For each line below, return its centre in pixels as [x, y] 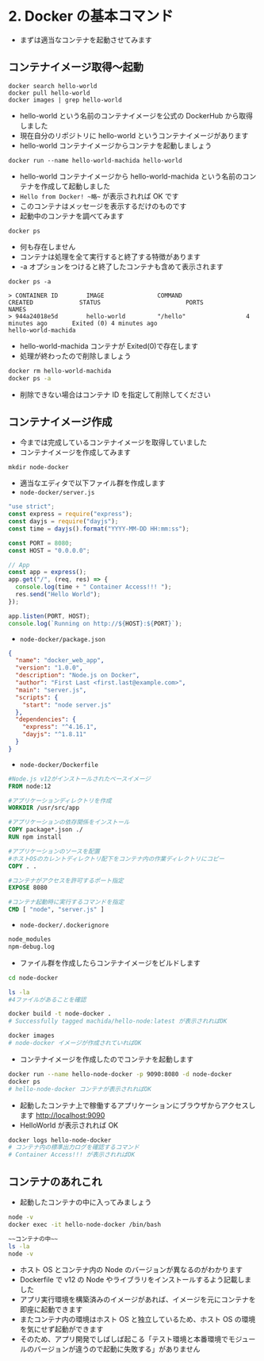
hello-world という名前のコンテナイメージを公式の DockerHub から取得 [136, 115]
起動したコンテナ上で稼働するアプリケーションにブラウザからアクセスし [138, 1105]
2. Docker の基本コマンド [91, 16]
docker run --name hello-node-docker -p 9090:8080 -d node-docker [120, 1074]
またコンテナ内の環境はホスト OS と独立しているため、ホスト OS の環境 [138, 1320]
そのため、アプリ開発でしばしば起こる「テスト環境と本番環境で [124, 1340]
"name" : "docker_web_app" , [60, 661]
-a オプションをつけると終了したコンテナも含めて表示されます [122, 266]
